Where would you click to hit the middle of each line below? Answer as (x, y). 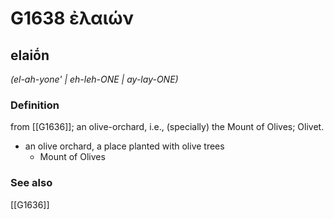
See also (31, 183)
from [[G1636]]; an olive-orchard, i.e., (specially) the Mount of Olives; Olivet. (167, 127)
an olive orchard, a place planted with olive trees (124, 146)
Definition (35, 105)
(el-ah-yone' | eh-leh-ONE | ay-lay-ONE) (94, 79)
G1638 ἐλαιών (72, 18)
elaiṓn (30, 55)
